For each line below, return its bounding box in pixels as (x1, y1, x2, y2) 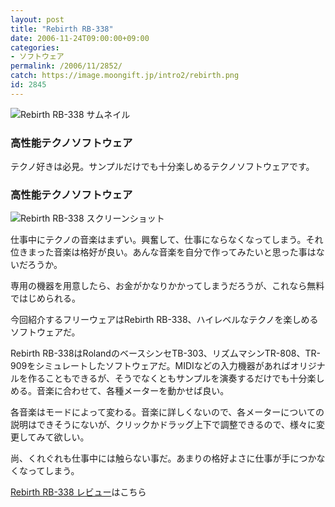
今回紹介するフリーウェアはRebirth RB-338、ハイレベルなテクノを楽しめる (10, 314, 319, 326)
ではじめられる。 (10, 292, 81, 305)
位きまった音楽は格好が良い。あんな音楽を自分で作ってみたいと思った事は (10, 246, 317, 258)
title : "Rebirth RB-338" (10, 24, 114, 34)
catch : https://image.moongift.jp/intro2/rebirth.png (10, 71, 240, 81)
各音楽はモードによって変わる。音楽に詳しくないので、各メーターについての (10, 406, 325, 418)
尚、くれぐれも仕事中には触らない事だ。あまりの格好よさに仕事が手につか (10, 452, 317, 465)
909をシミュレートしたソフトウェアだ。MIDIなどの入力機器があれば (10, 360, 291, 372)
